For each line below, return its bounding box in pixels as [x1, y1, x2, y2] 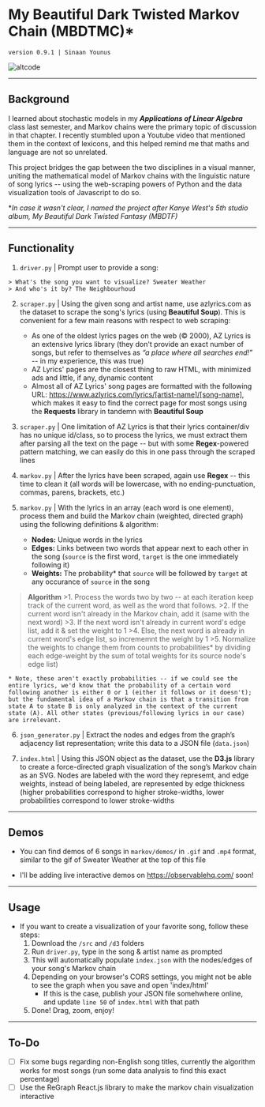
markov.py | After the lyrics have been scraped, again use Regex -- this [19, 470, 251, 480]
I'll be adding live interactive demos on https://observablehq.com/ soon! [19, 871, 254, 880]
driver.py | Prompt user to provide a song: [19, 262, 159, 272]
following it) [31, 559, 70, 570]
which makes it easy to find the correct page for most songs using [31, 397, 247, 408]
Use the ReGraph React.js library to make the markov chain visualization [19, 1083, 254, 1092]
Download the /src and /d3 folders [31, 939, 144, 948]
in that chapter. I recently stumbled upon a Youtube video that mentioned [8, 130, 246, 140]
